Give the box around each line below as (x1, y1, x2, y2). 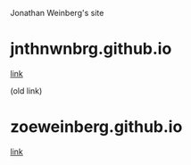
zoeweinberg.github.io (10, 117, 183, 137)
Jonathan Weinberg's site (10, 8, 104, 18)
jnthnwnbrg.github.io (10, 39, 172, 59)
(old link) (10, 85, 43, 96)
